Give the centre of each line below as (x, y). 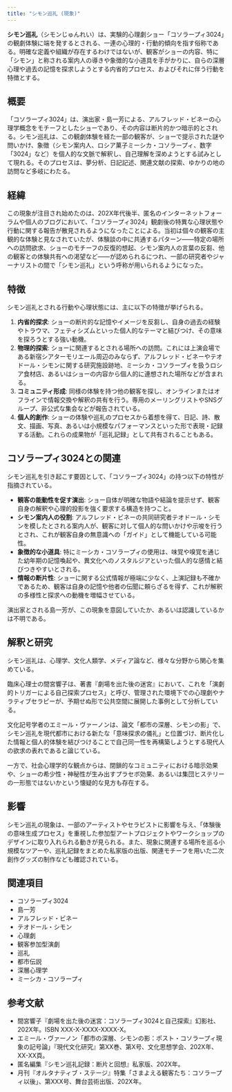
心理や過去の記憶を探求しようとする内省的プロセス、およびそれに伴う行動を (116, 69)
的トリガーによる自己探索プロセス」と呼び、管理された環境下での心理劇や (113, 692)
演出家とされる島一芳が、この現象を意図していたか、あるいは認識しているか (116, 610)
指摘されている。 (31, 485)
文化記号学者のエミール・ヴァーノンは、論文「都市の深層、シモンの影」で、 (116, 724)
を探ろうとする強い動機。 (54, 340)
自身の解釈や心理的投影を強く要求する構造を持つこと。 (96, 508)
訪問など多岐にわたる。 (40, 171)
